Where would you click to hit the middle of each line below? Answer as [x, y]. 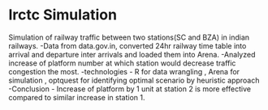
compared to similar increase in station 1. [77, 97]
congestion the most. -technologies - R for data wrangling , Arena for [124, 71]
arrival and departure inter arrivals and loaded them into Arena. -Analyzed [132, 54]
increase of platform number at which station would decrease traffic [122, 63]
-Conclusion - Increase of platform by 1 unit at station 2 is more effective [130, 89]
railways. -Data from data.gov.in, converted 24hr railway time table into [128, 45]
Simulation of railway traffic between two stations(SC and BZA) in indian [129, 37]
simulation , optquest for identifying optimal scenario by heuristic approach [134, 80]
